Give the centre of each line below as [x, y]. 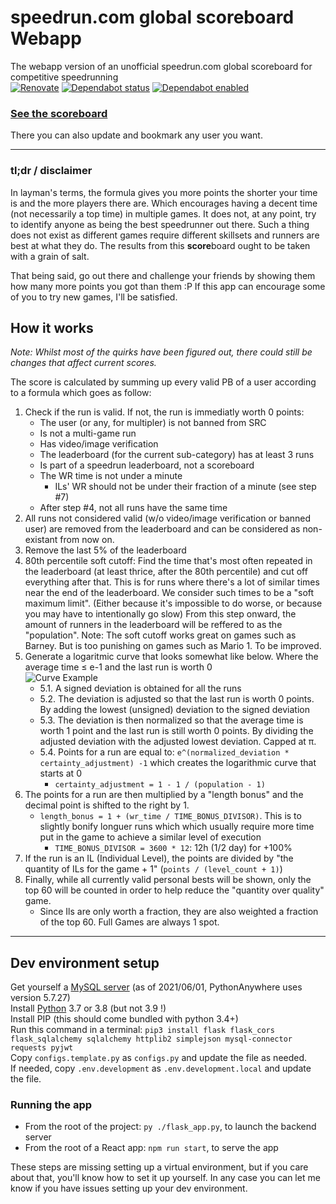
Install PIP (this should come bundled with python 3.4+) [124, 1019]
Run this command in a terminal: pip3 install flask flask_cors [142, 1030]
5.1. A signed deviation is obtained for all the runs [140, 688]
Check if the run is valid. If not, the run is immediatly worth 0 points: [164, 412]
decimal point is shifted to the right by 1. [107, 805]
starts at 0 [60, 773]
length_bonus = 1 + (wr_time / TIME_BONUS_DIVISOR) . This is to [170, 816]
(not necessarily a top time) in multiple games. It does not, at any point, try [163, 213]
